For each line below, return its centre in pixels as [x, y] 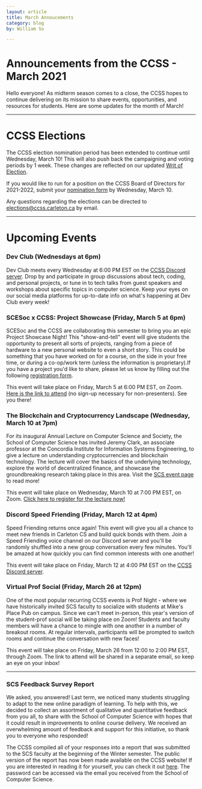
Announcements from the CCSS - [92, 64]
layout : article [26, 12]
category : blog [25, 23]
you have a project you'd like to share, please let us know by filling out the [98, 369]
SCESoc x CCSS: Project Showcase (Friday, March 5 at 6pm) [96, 317]
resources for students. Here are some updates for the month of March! [95, 106]
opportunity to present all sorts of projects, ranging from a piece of [89, 343]
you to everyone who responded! [47, 736]
